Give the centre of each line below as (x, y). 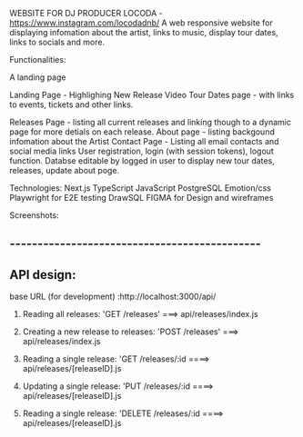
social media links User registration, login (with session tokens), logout (142, 151)
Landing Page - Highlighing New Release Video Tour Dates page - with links (152, 95)
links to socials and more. (57, 42)
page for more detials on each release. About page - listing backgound (142, 132)
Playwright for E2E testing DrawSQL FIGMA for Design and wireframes (141, 198)
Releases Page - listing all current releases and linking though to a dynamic (150, 122)
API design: (43, 275)
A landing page (38, 77)
